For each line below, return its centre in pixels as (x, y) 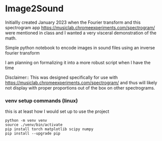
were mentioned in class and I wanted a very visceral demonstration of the (81, 33)
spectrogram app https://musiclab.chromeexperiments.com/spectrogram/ (80, 27)
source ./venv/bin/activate (34, 125)
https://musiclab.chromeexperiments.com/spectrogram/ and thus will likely (81, 83)
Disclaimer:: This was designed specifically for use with (62, 77)
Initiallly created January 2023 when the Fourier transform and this (73, 22)
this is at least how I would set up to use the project (57, 111)
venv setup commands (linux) (42, 100)
